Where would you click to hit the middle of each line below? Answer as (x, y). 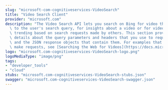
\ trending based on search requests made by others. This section (81, 33)
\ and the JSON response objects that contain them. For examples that (86, 42)
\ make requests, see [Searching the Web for (58, 47)
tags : (11, 61)
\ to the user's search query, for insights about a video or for (80, 28)
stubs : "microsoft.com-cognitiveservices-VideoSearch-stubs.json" (76, 75)
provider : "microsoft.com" (33, 19)
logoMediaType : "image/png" (34, 56)
